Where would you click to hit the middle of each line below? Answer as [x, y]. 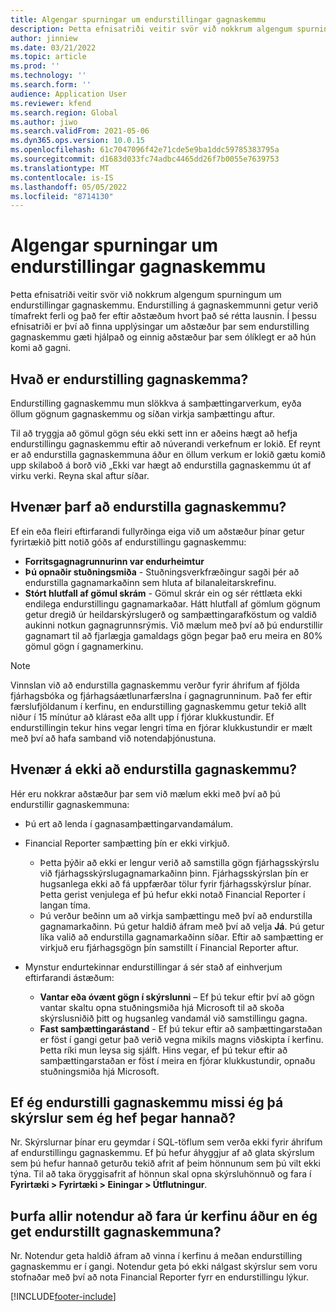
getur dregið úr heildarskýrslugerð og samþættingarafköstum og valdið [170, 614]
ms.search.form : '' [51, 85]
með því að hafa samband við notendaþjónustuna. [113, 738]
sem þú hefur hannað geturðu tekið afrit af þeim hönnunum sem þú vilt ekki [165, 1163]
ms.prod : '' [35, 66]
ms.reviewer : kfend [51, 103]
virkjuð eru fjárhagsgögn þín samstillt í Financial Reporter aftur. [169, 947]
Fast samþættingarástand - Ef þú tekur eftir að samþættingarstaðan [181, 1028]
